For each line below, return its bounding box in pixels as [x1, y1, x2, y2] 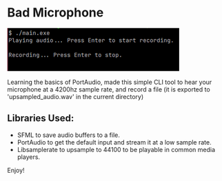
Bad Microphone [7, 5, 104, 21]
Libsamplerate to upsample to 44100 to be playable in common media [17, 145, 216, 153]
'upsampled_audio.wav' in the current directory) [7, 92, 144, 100]
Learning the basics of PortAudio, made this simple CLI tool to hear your [7, 78, 212, 86]
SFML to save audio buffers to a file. [17, 131, 121, 139]
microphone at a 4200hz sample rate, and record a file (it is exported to [7, 85, 210, 94]
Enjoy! [7, 166, 26, 174]
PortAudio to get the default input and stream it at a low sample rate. [17, 138, 212, 146]
